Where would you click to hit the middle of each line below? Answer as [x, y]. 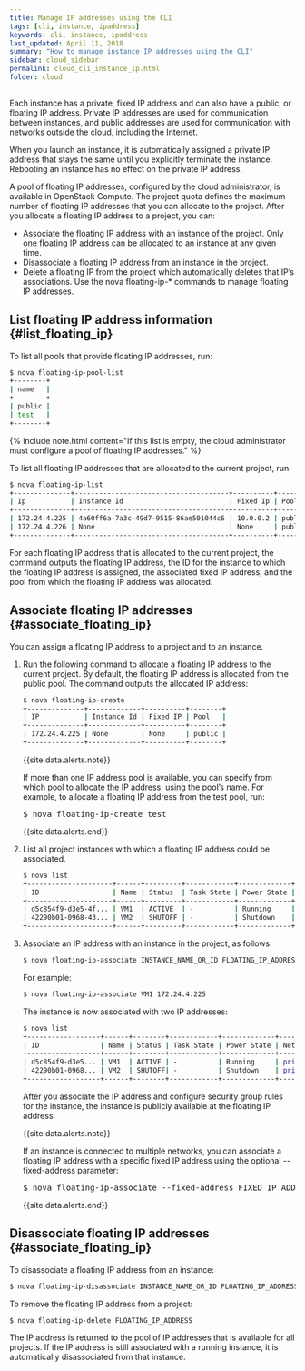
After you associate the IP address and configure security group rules [152, 1096]
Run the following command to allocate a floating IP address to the [147, 664]
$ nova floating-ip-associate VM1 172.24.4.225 [114, 994]
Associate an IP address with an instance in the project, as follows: [147, 943]
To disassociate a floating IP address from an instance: [112, 1269]
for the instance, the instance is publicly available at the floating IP [146, 1105]
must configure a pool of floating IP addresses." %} [105, 450]
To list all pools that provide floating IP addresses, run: [111, 356]
